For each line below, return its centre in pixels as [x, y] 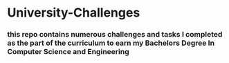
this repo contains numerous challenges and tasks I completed [115, 35]
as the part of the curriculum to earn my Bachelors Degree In [111, 43]
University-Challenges [74, 13]
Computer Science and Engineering [68, 52]
